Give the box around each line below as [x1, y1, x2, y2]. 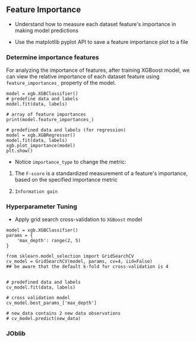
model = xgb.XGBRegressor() [6, 132, 76, 138]
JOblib [6, 330, 26, 338]
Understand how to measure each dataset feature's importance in [14, 20, 176, 27]
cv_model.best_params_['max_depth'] [6, 300, 97, 306]
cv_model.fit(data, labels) [6, 284, 76, 290]
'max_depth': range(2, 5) [17, 237, 81, 244]
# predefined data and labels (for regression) [6, 127, 127, 133]
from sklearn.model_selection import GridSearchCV [6, 254, 134, 259]
